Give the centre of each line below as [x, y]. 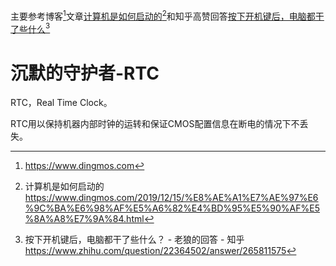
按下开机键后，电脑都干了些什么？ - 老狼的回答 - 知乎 [134, 240]
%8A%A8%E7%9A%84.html [84, 219]
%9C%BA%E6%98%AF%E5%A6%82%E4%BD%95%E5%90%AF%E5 [172, 208]
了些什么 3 [30, 28]
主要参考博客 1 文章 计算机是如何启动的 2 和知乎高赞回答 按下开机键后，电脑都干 [167, 15]
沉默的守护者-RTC [85, 73]
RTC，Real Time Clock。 [61, 103]
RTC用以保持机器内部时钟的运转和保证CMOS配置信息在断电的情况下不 [155, 124]
